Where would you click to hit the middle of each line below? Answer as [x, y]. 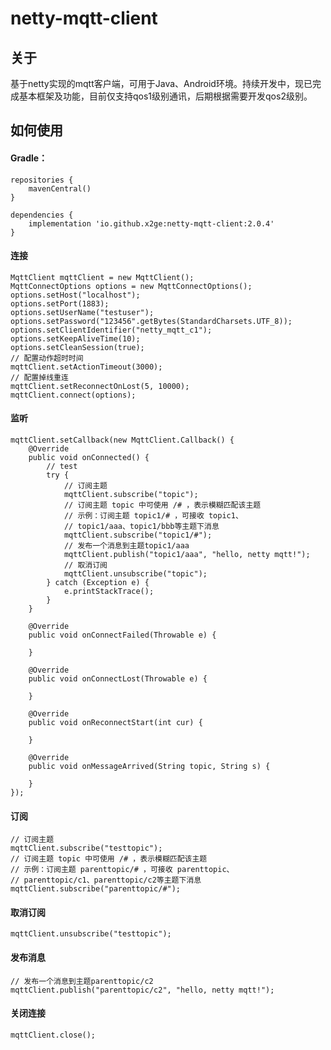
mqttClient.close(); [53, 1035]
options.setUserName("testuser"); [82, 312]
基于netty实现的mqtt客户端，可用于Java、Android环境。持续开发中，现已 [161, 83]
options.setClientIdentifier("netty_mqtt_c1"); [111, 330]
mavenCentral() [60, 188]
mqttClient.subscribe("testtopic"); [86, 848]
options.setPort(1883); [60, 303]
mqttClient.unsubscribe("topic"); [135, 574]
